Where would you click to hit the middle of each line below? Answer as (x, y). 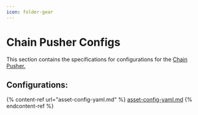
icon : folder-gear (30, 12)
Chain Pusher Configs (63, 42)
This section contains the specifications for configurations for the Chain (97, 59)
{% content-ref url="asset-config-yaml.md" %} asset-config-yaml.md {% (99, 100)
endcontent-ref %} (30, 106)
